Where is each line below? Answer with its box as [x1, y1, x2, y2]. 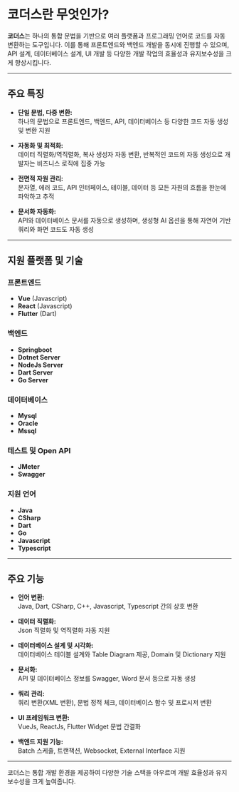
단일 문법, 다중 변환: [17, 108, 73, 116]
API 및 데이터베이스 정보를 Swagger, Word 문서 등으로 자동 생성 [17, 674, 196, 683]
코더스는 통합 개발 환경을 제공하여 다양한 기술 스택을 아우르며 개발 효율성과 [7, 768, 215, 777]
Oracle [17, 419, 38, 428]
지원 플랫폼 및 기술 [7, 255, 83, 267]
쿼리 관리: [17, 689, 45, 698]
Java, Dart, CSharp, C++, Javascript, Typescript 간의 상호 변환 [17, 602, 198, 611]
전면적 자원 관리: [17, 174, 64, 183]
